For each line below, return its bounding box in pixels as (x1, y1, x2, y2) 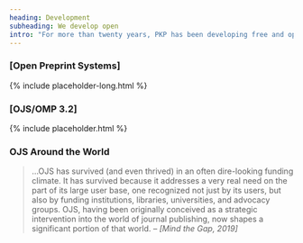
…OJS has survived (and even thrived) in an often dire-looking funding (31, 166, 294, 176)
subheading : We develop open (9, 22, 119, 31)
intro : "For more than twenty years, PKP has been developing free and (9, 30, 284, 39)
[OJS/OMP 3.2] (9, 103, 78, 115)
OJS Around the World (9, 145, 110, 157)
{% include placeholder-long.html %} (9, 80, 148, 91)
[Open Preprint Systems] (9, 59, 121, 72)
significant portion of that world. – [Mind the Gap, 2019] (31, 223, 239, 234)
